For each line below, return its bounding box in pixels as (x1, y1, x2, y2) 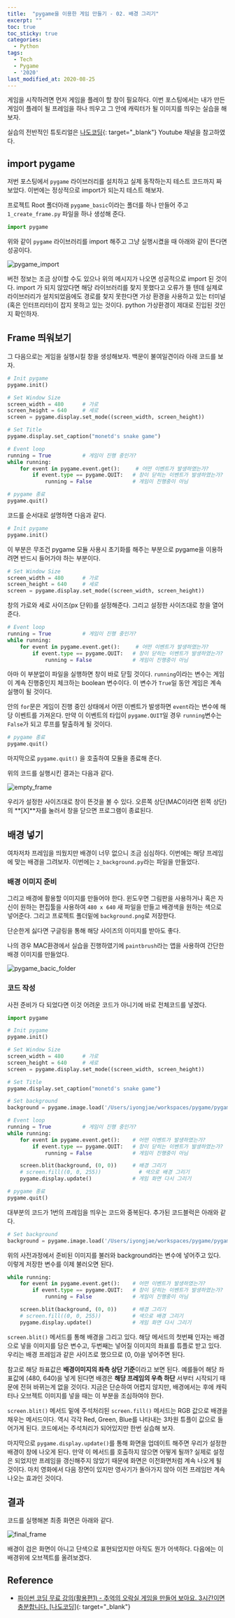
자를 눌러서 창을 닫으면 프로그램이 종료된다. (35, 807, 154, 815)
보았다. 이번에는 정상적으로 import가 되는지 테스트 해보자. (7, 186, 164, 194)
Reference (7, 1574, 54, 1586)
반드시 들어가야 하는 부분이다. (20, 554, 101, 562)
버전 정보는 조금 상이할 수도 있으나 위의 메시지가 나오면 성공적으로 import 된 (7, 274, 215, 283)
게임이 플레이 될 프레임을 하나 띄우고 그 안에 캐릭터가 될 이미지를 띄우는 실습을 (7, 105, 220, 113)
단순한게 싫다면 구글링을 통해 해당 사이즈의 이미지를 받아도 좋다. (7, 927, 181, 935)
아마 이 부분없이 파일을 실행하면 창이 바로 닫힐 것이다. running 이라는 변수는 (7, 670, 212, 678)
